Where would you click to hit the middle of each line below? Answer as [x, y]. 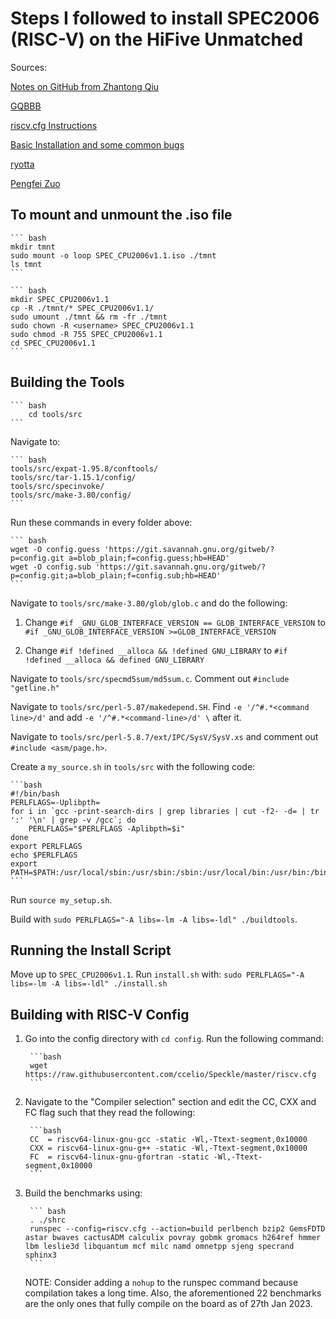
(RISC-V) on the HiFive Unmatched [157, 39]
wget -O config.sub [51, 567]
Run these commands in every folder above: [101, 522]
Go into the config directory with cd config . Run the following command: [174, 1039]
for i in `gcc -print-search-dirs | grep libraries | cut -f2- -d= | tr [165, 811]
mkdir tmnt [33, 247]
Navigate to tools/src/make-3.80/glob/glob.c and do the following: [149, 603]
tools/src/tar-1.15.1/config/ [73, 477]
